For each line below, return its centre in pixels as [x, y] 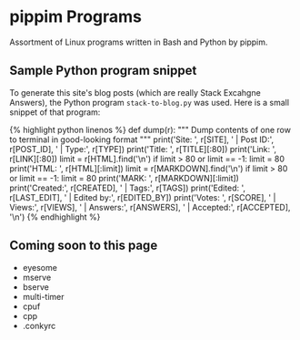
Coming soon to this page [84, 246]
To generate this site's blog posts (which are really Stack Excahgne [135, 92]
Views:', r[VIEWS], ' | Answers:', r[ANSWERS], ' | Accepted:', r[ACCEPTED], [150, 207]
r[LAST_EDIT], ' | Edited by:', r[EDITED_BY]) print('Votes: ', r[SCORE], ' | [143, 197]
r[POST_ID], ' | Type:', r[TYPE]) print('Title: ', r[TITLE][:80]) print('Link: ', [143, 149]
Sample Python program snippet [103, 71]
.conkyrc [39, 325]
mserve [37, 277]
